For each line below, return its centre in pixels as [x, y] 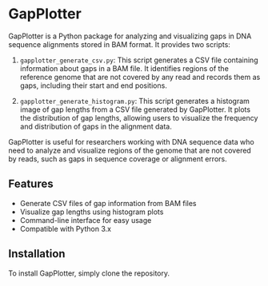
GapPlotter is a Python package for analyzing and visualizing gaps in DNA [130, 36]
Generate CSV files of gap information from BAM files [108, 203]
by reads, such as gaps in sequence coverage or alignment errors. [118, 159]
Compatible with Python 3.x [66, 228]
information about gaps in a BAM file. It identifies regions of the [124, 68]
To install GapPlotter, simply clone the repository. [89, 273]
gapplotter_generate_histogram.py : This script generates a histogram [135, 101]
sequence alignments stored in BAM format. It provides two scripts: [119, 44]
